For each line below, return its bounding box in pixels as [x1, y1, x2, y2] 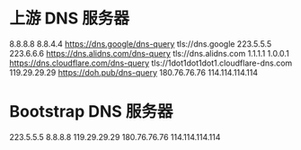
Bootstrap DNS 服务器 [9, 101, 173, 122]
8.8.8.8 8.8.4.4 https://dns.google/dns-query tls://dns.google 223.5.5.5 [9, 38, 272, 49]
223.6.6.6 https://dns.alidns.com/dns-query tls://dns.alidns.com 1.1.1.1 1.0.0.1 [9, 48, 289, 58]
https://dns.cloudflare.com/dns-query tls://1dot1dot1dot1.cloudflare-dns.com [9, 57, 293, 68]
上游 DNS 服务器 [9, 8, 130, 29]
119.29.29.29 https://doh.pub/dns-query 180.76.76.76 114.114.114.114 [9, 66, 259, 77]
